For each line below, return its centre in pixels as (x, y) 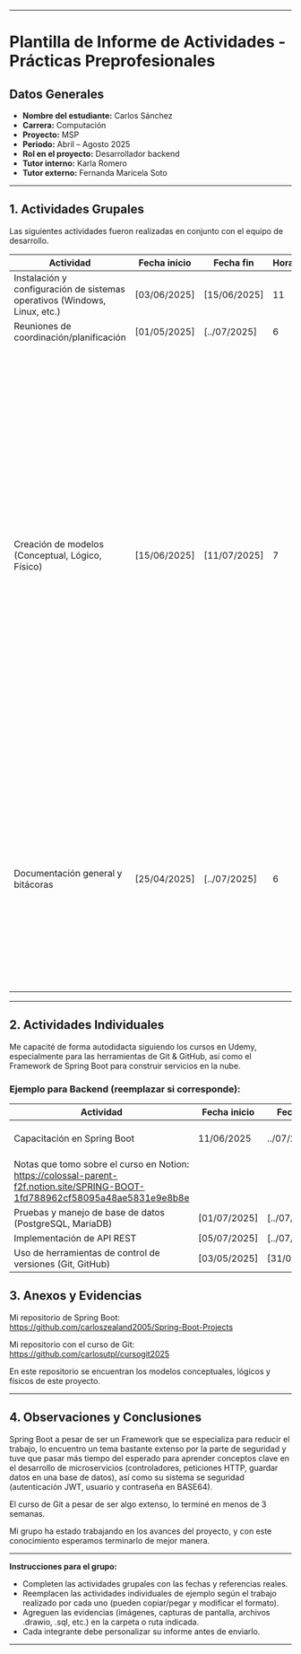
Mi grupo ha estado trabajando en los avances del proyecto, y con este (141, 1531)
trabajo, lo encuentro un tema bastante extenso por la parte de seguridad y (148, 1449)
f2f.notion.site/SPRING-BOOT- (79, 1187)
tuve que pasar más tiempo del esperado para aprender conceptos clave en (149, 1458)
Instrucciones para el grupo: (63, 1566)
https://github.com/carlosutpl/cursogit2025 (90, 1354)
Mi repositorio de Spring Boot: (65, 1317)
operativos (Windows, (60, 300)
